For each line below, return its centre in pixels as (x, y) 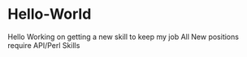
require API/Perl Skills (44, 45)
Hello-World (50, 14)
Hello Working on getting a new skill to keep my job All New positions (123, 37)
